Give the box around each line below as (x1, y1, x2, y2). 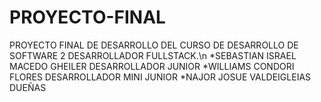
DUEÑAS (9, 81, 47, 93)
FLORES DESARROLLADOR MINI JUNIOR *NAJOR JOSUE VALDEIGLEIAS (9, 71, 312, 83)
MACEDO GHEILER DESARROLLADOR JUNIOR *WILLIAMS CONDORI (9, 60, 295, 72)
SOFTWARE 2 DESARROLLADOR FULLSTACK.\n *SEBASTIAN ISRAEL (9, 49, 297, 61)
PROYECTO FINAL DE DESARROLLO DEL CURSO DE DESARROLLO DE (9, 39, 299, 51)
